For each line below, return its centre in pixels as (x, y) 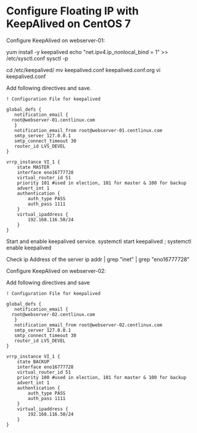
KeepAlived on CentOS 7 (68, 24)
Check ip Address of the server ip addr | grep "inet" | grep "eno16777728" (98, 259)
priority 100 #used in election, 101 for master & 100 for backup (102, 377)
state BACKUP (33, 362)
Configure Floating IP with (73, 11)
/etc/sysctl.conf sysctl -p (37, 58)
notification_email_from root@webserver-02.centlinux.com (88, 325)
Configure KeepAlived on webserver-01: (56, 40)
